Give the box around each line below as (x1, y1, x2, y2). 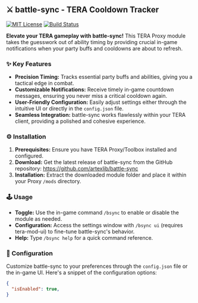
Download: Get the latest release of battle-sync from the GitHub (14, 159, 173, 166)
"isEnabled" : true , (11, 286, 60, 292)
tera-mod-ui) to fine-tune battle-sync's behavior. (14, 228, 135, 235)
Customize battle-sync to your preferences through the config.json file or (6, 262, 188, 270)
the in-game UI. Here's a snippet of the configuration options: (6, 269, 158, 276)
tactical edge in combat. (14, 80, 74, 87)
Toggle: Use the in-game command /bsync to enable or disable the (14, 209, 180, 216)
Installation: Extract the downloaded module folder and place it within (14, 171, 187, 178)
